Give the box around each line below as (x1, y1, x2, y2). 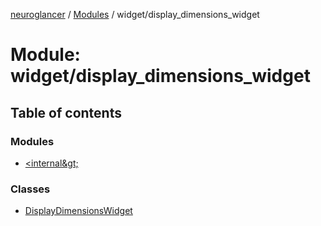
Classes (10, 182, 51, 196)
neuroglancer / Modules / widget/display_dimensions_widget (10, 9, 260, 20)
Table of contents (10, 104, 122, 121)
